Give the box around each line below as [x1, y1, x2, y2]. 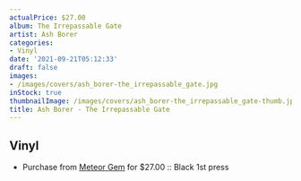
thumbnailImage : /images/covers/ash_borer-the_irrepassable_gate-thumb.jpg [9, 96, 298, 106]
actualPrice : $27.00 [9, 13, 87, 22]
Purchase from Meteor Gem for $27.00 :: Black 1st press [21, 162, 229, 173]
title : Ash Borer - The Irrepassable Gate [9, 105, 170, 114]
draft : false [9, 64, 58, 73]
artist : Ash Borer [9, 30, 78, 39]
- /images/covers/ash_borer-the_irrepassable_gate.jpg [9, 80, 219, 89]
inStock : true [9, 88, 63, 97]
